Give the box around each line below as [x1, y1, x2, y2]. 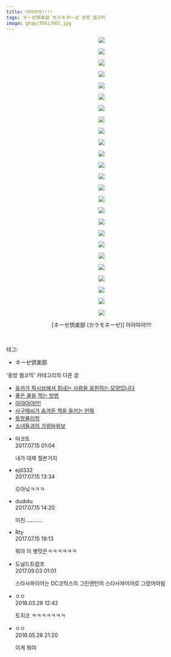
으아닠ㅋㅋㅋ [15, 486, 45, 493]
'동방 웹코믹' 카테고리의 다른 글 [6, 372, 79, 379]
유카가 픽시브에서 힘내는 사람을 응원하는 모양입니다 [15, 385, 135, 392]
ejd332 [15, 467, 33, 474]
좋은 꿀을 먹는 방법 [15, 392, 59, 400]
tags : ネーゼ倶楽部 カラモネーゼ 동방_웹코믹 [6, 15, 106, 21]
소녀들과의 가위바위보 [15, 422, 66, 430]
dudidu [15, 498, 33, 505]
